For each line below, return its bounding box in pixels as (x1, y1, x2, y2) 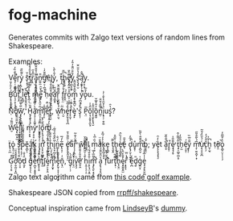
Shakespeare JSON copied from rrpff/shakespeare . (8, 187, 179, 197)
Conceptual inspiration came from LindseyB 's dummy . (8, 203, 188, 213)
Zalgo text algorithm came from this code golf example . (8, 172, 192, 181)
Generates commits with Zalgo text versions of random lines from (8, 32, 225, 42)
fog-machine (8, 6, 97, 24)
